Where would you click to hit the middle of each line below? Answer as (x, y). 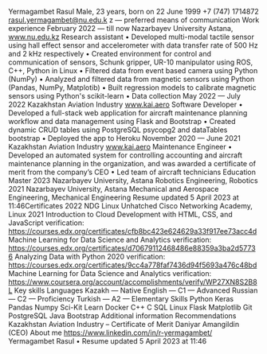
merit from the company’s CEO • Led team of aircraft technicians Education (132, 172)
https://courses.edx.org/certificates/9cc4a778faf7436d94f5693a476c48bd (133, 265)
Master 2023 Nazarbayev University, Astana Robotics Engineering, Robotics (133, 181)
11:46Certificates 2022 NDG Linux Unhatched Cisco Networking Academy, (131, 206)
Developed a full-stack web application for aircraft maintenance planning (128, 113)
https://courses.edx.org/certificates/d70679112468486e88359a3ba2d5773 (132, 248)
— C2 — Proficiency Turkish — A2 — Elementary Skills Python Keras (121, 299)
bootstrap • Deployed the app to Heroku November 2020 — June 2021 (124, 138)
